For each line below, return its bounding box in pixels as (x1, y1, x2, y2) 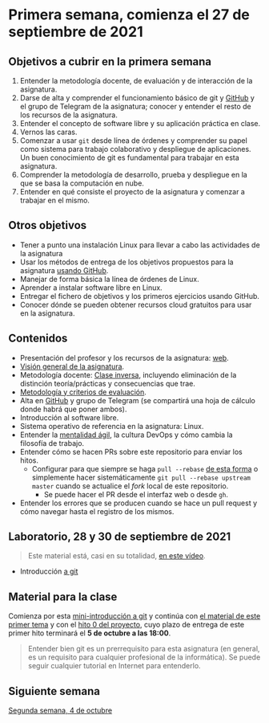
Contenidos (8, 332, 68, 345)
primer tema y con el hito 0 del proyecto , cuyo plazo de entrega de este (8, 620, 245, 630)
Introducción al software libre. (19, 412, 119, 423)
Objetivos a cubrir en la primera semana (8, 55, 212, 68)
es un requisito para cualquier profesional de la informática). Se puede (27, 652, 261, 662)
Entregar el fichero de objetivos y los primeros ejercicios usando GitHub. (19, 291, 260, 300)
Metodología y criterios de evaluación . (19, 387, 147, 397)
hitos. (19, 455, 38, 465)
